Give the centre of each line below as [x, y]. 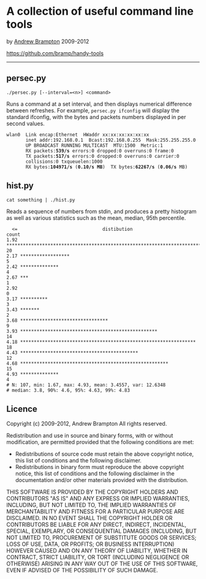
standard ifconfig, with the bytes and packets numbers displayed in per [96, 117]
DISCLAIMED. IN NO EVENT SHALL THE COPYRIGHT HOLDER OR [90, 518]
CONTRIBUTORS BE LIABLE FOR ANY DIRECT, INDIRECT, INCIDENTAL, [97, 525]
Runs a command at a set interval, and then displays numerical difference [99, 104]
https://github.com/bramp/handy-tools [55, 53]
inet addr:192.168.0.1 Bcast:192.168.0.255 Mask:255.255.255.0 [111, 140]
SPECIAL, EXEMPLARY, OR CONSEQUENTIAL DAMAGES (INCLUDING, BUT [102, 531]
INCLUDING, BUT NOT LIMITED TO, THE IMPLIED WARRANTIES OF [91, 505]
